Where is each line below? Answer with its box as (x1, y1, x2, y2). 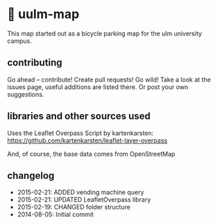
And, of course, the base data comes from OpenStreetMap (7, 150, 176, 158)
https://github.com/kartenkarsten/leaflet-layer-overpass (7, 136, 168, 145)
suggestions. (7, 90, 44, 98)
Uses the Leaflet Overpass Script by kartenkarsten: (7, 129, 154, 137)
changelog (7, 170, 55, 182)
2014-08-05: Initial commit (17, 210, 94, 218)
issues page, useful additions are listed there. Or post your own (7, 83, 189, 91)
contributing (7, 57, 62, 69)
